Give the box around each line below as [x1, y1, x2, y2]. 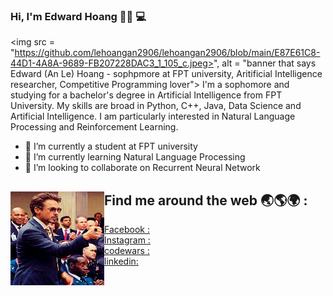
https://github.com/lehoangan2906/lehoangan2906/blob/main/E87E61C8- [14, 47, 321, 59]
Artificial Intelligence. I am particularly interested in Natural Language [10, 110, 296, 123]
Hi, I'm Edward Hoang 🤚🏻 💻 [10, 9, 147, 23]
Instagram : [104, 234, 151, 246]
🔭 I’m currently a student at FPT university [24, 140, 198, 153]
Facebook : [104, 224, 150, 236]
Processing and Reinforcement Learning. [10, 121, 179, 133]
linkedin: [104, 255, 139, 268]
